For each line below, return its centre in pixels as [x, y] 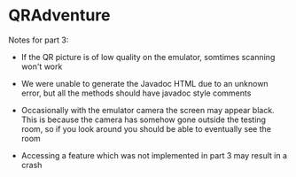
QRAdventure [59, 15]
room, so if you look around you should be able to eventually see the [146, 128]
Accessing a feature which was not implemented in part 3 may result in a [154, 155]
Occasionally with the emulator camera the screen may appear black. [148, 110]
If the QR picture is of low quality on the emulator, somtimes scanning [148, 57]
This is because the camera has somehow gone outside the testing [144, 119]
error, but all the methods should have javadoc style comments [136, 93]
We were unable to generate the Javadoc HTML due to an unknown [144, 83]
